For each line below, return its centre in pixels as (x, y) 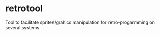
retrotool (24, 9)
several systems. (23, 27)
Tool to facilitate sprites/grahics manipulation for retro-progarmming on (80, 22)
